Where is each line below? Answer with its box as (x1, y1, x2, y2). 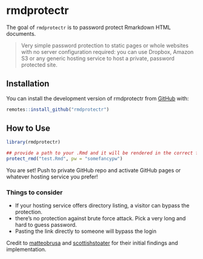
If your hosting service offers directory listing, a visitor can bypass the (14, 202, 190, 209)
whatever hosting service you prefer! (6, 173, 98, 180)
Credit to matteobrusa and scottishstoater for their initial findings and (6, 240, 178, 247)
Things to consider (6, 188, 63, 197)
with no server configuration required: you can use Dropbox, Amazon (21, 48, 194, 55)
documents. (6, 30, 36, 37)
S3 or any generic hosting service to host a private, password (21, 54, 175, 62)
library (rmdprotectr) (6, 139, 61, 145)
